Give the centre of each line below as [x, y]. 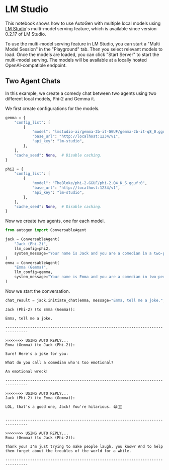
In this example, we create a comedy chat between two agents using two [81, 93]
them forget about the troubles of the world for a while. [68, 451]
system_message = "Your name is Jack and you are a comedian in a [83, 253]
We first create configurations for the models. [52, 108]
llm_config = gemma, [33, 272]
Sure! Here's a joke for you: [37, 354]
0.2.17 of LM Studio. [26, 34]
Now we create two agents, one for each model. [55, 221]
